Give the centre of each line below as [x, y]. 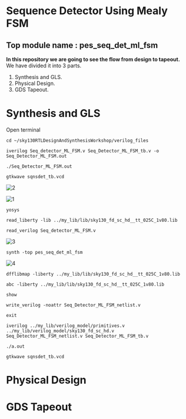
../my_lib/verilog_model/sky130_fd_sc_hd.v [60, 331]
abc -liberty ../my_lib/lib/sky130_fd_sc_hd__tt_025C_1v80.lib [85, 284]
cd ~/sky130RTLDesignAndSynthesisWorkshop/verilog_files [77, 140]
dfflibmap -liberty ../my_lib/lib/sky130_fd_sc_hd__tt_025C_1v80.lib [93, 274]
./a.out [16, 346]
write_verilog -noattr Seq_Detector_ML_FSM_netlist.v [74, 305]
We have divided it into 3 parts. [44, 66]
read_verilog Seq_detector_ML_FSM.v [51, 230]
